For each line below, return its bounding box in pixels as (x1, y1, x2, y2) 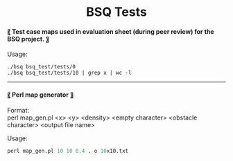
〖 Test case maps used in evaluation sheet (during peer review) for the (7, 27, 214, 35)
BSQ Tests (86, 4, 147, 20)
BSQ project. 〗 (7, 35, 49, 43)
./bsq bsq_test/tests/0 (7, 64, 76, 70)
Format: (7, 106, 30, 114)
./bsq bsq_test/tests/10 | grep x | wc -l (7, 70, 132, 77)
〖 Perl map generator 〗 (7, 91, 74, 99)
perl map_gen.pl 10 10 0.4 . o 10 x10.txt (7, 147, 129, 154)
